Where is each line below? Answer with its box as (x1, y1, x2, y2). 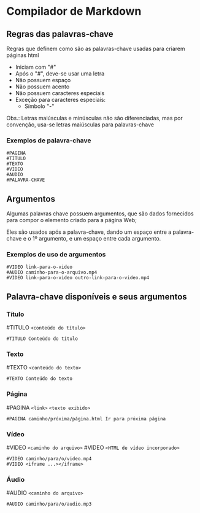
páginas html (6, 52, 39, 59)
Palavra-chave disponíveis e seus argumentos (6, 291, 187, 302)
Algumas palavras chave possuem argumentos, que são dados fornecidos (6, 210, 194, 217)
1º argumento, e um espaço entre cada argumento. (33, 235, 161, 242)
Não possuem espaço (15, 77, 71, 83)
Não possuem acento (15, 83, 70, 90)
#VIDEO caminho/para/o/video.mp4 (6, 455, 92, 461)
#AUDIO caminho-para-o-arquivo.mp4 (6, 269, 98, 276)
